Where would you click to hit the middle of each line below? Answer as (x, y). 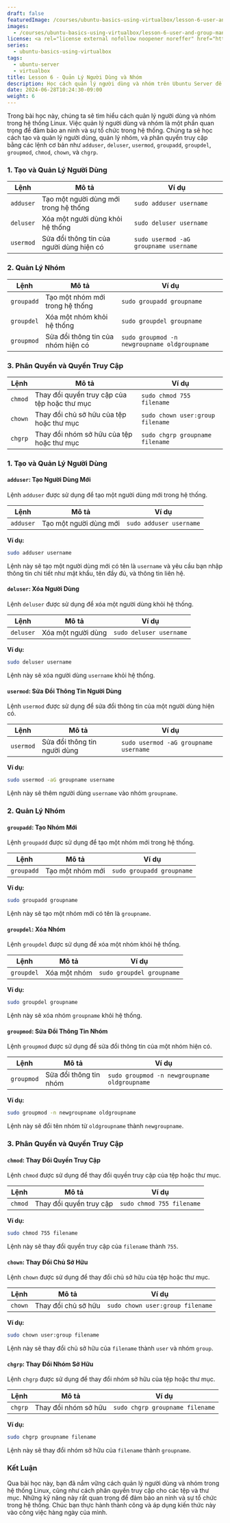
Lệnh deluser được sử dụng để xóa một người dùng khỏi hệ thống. (100, 605)
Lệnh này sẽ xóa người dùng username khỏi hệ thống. (81, 675)
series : (18, 45)
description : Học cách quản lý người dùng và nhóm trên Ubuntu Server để (115, 84)
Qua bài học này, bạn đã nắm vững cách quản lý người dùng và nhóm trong (113, 1483)
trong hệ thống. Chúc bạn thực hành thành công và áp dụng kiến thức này (112, 1504)
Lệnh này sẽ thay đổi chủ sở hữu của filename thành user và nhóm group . (110, 1348)
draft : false (26, 13)
